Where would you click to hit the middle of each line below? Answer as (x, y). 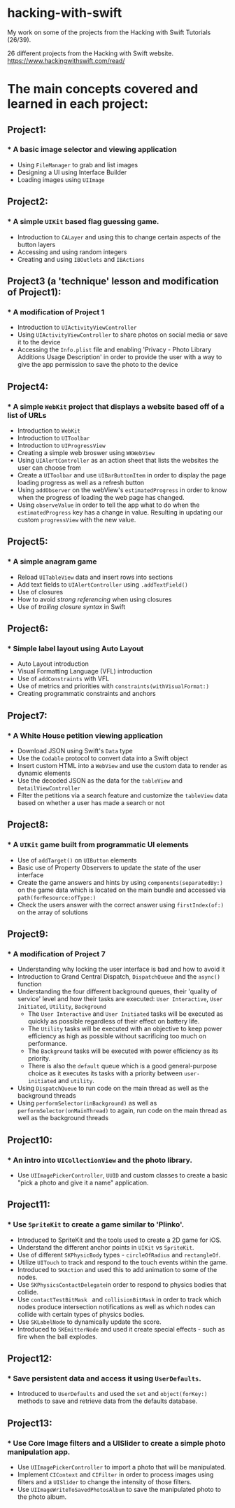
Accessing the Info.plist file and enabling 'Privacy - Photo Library (114, 350)
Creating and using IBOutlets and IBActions (81, 259)
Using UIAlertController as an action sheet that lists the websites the (118, 460)
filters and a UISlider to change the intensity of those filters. (105, 1482)
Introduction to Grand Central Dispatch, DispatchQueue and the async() (119, 977)
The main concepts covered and (103, 89)
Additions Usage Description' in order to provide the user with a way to (120, 357)
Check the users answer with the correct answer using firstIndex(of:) (121, 905)
